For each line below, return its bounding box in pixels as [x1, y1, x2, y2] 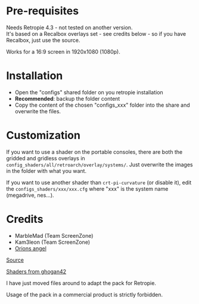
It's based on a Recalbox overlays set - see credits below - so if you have [6, 30, 186, 37]
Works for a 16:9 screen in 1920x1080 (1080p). [6, 48, 120, 55]
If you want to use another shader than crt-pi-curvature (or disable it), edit [6, 179, 192, 186]
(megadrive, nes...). [6, 191, 55, 198]
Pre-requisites [6, 4, 79, 18]
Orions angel [14, 244, 46, 252]
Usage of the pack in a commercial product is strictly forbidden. [6, 291, 163, 298]
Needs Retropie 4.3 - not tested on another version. [6, 24, 133, 31]
